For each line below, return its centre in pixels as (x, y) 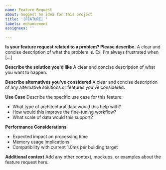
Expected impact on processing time (50, 137)
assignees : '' (20, 28)
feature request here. (27, 162)
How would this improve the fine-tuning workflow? (64, 112)
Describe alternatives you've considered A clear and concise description (82, 82)
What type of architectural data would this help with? (67, 107)
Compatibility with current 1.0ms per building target (65, 147)
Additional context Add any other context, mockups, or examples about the (83, 157)
